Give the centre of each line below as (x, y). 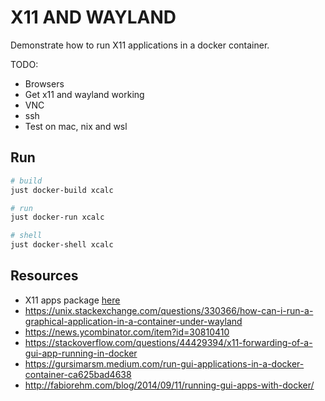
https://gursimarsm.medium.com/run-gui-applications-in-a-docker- (164, 363)
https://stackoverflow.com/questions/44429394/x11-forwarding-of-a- (168, 342)
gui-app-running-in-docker (81, 353)
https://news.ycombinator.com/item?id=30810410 (127, 332)
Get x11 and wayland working (84, 94)
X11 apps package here (72, 300)
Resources (44, 276)
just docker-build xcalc (62, 190)
